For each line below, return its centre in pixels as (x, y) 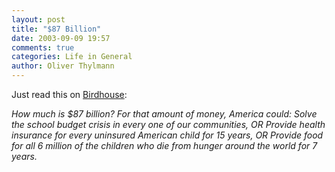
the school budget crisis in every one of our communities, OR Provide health (168, 124)
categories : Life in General (72, 57)
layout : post (38, 19)
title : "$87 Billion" (56, 29)
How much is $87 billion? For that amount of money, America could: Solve (164, 114)
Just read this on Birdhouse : (69, 94)
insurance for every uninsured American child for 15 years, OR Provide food (167, 135)
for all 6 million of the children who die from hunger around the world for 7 (164, 145)
